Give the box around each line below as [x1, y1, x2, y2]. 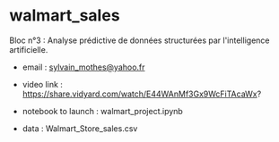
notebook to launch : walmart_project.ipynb [22, 105, 184, 116]
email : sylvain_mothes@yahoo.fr [22, 62, 145, 72]
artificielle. [9, 44, 48, 54]
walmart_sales [9, 5, 120, 26]
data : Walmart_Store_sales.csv [22, 122, 138, 134]
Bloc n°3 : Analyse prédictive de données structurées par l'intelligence [9, 35, 270, 46]
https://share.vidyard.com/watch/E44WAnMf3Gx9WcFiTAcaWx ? [22, 88, 262, 99]
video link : [22, 79, 63, 89]
